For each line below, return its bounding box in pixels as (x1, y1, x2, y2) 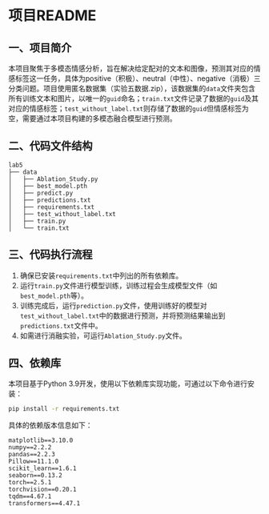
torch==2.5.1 (8, 479, 52, 487)
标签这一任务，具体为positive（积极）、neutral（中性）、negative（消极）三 (14, 74, 261, 83)
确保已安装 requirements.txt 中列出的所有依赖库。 (19, 271, 183, 280)
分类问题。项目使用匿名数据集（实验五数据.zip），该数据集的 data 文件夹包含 (8, 84, 256, 93)
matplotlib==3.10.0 (8, 436, 74, 444)
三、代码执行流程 (8, 248, 93, 262)
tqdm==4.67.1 (8, 492, 52, 500)
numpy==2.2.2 (8, 444, 52, 452)
